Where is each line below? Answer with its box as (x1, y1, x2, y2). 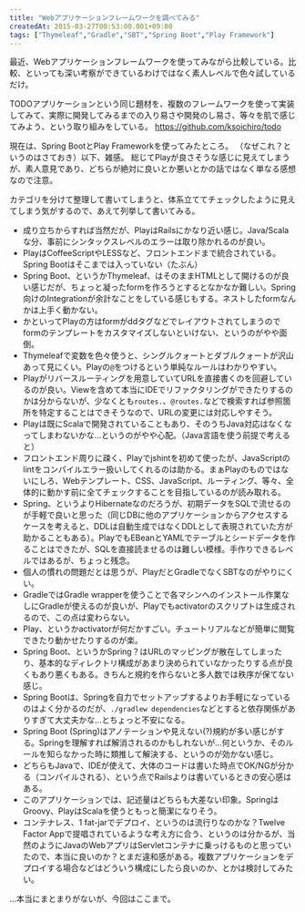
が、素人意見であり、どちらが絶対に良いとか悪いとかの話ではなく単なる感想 (9, 163, 297, 174)
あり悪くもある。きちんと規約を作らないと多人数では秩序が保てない (38, 669, 294, 680)
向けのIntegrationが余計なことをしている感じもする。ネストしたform (22, 293, 280, 304)
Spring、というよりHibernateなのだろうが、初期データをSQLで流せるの (22, 498, 291, 509)
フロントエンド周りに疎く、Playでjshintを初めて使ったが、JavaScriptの (22, 453, 290, 464)
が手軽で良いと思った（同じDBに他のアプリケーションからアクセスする (22, 509, 290, 520)
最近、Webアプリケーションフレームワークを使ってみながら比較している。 (9, 56, 289, 67)
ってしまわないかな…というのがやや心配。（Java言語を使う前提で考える (22, 430, 291, 441)
